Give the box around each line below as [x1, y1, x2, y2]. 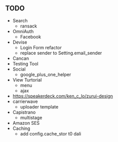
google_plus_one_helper [20, 71, 71, 78]
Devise [12, 39, 27, 45]
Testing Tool [12, 60, 39, 66]
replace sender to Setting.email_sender [20, 50, 102, 56]
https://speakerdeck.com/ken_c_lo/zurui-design [12, 93, 113, 99]
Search [12, 17, 28, 23]
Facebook [20, 33, 42, 40]
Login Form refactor [20, 44, 62, 50]
